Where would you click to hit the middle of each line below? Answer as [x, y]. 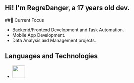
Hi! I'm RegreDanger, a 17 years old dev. [67, 8]
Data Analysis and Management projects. [54, 40]
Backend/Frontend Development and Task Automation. [68, 30]
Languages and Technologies [51, 56]
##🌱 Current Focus [24, 20]
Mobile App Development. [39, 35]
